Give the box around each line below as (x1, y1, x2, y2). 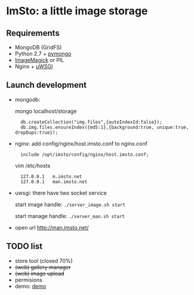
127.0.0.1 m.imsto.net (20, 173, 82, 180)
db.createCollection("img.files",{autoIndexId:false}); (20, 119, 162, 125)
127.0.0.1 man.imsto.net (20, 179, 88, 185)
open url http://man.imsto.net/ (14, 224, 89, 231)
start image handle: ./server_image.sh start (14, 201, 126, 208)
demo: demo (14, 282, 47, 290)
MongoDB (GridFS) (14, 44, 62, 51)
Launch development (6, 80, 87, 90)
